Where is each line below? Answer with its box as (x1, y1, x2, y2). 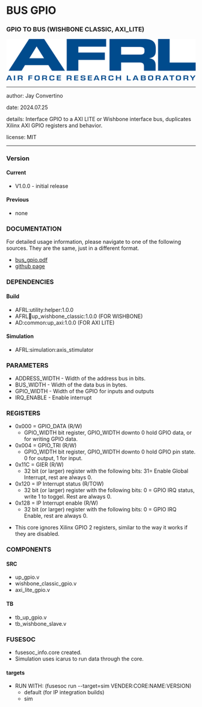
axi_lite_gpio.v (14, 587, 50, 594)
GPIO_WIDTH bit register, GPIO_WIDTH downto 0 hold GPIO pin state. (23, 448, 196, 455)
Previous (6, 196, 29, 204)
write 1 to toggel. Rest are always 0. (23, 493, 112, 500)
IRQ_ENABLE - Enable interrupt (14, 394, 92, 401)
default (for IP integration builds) (23, 689, 105, 696)
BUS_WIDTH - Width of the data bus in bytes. (14, 381, 128, 388)
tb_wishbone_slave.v (14, 620, 67, 627)
